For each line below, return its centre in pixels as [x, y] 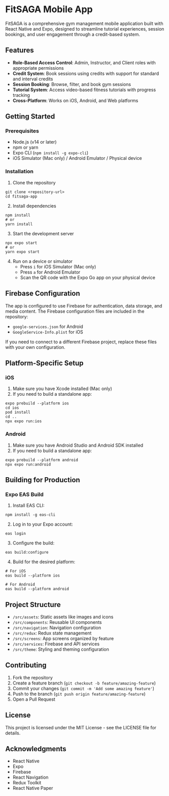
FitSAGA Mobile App [49, 9]
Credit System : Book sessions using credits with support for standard [86, 73]
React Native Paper [33, 788]
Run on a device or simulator [42, 261]
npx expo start [21, 243]
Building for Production [43, 480]
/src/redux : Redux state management [52, 633]
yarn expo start [22, 252]
